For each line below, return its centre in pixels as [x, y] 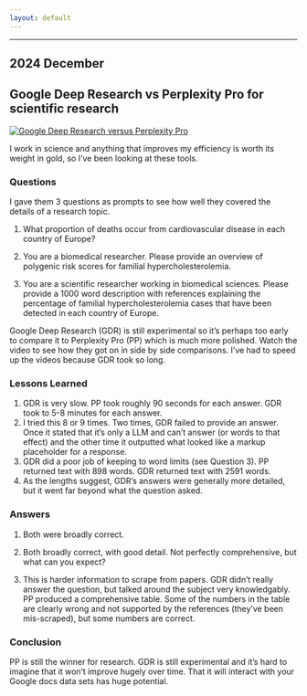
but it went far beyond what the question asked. [112, 490]
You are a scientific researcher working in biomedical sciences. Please [156, 284]
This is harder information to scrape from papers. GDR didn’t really [148, 579]
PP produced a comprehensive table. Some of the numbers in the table [156, 598]
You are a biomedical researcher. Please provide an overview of [143, 257]
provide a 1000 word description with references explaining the [142, 294]
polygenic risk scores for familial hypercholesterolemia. [127, 267]
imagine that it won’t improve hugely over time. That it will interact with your [152, 671]
